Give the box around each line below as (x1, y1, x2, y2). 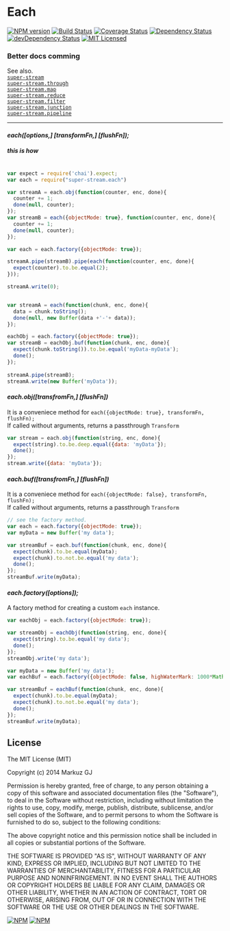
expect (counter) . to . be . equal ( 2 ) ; (13, 265, 109, 272)
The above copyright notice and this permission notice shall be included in (7, 832, 217, 840)
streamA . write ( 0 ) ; (7, 283, 60, 290)
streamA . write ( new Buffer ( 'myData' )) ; (7, 378, 118, 385)
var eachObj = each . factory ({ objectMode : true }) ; (7, 617, 152, 624)
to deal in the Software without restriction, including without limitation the (7, 797, 214, 805)
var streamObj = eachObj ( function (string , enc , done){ (7, 629, 167, 637)
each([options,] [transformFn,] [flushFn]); (7, 131, 130, 139)
